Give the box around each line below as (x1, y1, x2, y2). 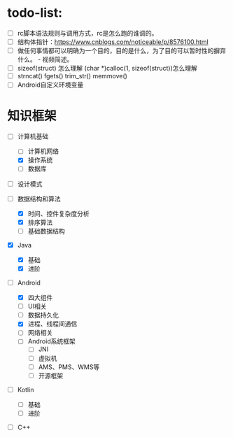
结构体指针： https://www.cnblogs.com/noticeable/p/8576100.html (17, 38, 209, 46)
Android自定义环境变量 (17, 80, 84, 89)
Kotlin (17, 385, 34, 394)
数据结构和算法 (17, 194, 61, 203)
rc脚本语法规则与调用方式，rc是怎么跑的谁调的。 (17, 29, 158, 37)
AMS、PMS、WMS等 (38, 362, 100, 371)
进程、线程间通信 (27, 320, 78, 328)
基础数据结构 (27, 227, 65, 235)
